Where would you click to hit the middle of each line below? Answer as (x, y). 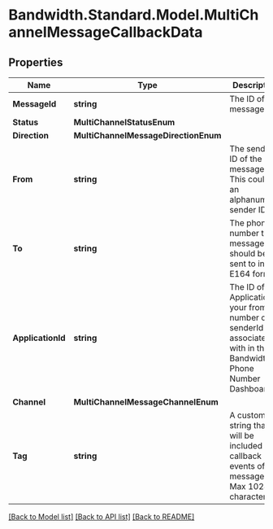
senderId (247, 328)
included (246, 446)
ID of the (246, 159)
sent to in (247, 264)
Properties (36, 62)
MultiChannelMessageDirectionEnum (147, 136)
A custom (248, 415)
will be (242, 435)
